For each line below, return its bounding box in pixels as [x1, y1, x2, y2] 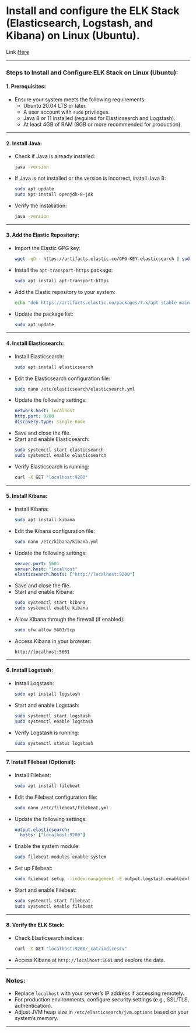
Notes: [6, 976, 26, 984]
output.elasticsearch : [14, 827, 70, 833]
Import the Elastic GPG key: [14, 244, 80, 251]
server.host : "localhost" [14, 566, 78, 572]
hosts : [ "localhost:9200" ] [20, 832, 86, 838]
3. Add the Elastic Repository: [6, 231, 80, 238]
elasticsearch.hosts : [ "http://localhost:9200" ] [14, 572, 135, 577]
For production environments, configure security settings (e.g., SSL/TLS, [14, 996, 190, 1003]
